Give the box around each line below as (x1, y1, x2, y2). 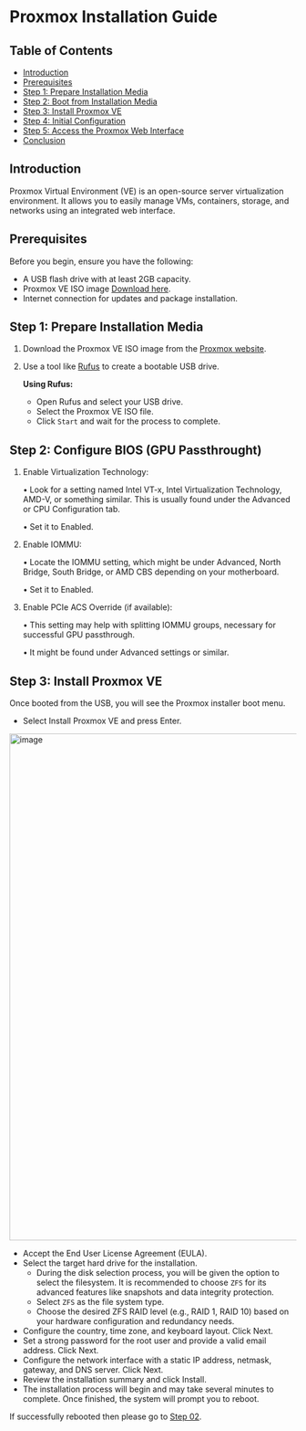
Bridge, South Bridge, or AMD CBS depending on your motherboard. (22, 566, 280, 577)
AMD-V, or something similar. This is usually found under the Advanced (22, 494, 291, 505)
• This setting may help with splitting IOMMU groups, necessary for (22, 619, 276, 631)
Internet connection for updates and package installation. (22, 292, 239, 303)
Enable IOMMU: (22, 539, 82, 550)
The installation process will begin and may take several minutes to (22, 1384, 275, 1394)
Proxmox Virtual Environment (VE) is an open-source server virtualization (9, 185, 284, 196)
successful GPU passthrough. (22, 629, 135, 640)
